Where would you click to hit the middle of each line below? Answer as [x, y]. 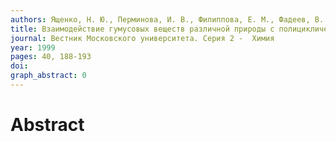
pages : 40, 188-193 [51, 57]
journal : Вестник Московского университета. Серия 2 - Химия [142, 38]
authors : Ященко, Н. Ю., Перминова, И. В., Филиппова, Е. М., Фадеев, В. [167, 19]
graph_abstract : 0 [48, 76]
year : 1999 [33, 47]
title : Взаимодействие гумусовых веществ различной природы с [142, 29]
